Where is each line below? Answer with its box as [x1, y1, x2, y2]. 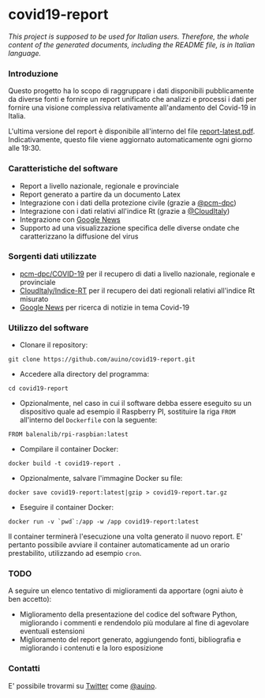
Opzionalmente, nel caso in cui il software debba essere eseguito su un [19, 399, 252, 408]
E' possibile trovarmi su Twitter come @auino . [8, 681, 158, 690]
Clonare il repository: [19, 340, 88, 350]
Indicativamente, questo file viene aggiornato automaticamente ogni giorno [8, 135, 252, 144]
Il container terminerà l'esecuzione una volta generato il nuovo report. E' [8, 531, 243, 542]
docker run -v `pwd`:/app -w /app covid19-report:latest [8, 518, 200, 526]
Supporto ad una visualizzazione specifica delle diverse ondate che [19, 223, 240, 232]
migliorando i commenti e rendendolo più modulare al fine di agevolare [19, 618, 250, 628]
